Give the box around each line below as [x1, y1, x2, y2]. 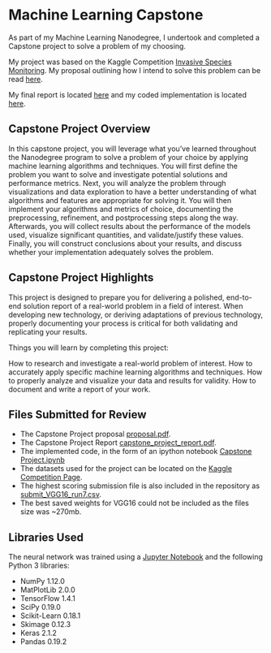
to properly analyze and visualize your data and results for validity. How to [8, 375, 256, 385]
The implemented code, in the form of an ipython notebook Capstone [19, 447, 252, 456]
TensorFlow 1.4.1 [19, 594, 75, 603]
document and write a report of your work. [8, 384, 151, 394]
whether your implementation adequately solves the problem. [8, 247, 214, 257]
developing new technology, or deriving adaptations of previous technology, [8, 309, 264, 319]
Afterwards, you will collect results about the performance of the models [8, 221, 252, 231]
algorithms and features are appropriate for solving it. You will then [8, 195, 232, 205]
